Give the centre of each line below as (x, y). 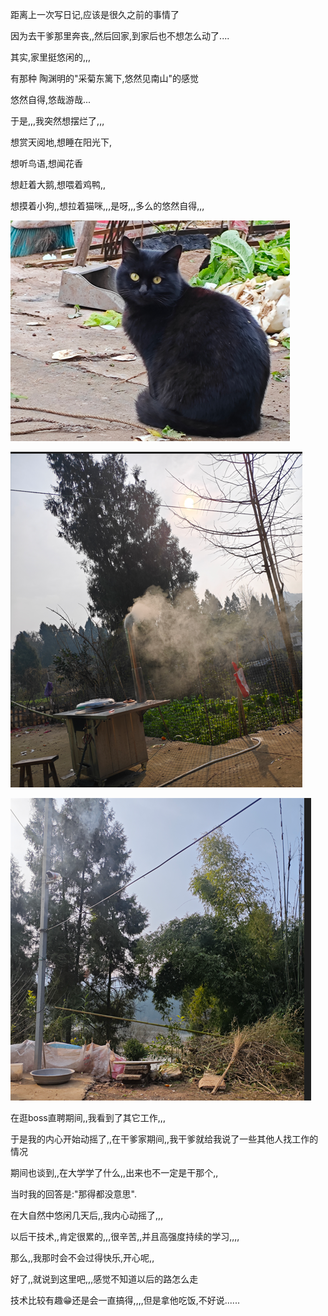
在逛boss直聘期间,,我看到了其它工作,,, (88, 1117)
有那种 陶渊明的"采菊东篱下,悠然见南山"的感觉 (105, 78)
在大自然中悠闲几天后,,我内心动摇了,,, (87, 1215)
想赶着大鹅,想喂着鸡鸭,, (58, 184)
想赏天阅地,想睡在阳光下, (61, 142)
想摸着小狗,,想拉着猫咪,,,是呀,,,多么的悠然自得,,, (107, 206)
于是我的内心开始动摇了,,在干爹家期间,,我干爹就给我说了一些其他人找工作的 (164, 1139)
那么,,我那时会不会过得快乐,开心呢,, (82, 1257)
